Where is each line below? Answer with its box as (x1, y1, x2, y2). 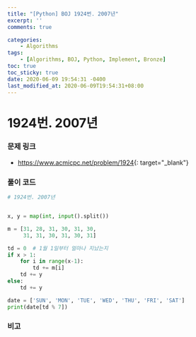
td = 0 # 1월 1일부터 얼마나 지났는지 (7, 244, 108, 252)
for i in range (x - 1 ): (20, 258, 83, 265)
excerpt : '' (7, 17, 42, 24)
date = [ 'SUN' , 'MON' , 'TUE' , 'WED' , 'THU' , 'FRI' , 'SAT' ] (7, 297, 185, 304)
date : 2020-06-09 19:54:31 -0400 (7, 76, 106, 83)
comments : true (7, 23, 52, 30)
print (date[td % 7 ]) (7, 303, 69, 311)
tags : (7, 49, 23, 57)
